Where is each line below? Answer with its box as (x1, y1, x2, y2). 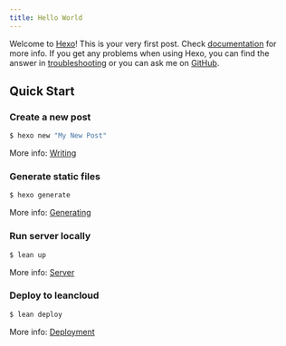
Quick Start (9, 83, 75, 100)
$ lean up (9, 250, 47, 259)
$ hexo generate (9, 191, 71, 200)
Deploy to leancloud (9, 289, 100, 302)
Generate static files (9, 170, 101, 183)
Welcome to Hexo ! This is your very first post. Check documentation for (9, 38, 277, 49)
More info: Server (9, 266, 75, 277)
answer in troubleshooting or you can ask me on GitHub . (9, 57, 220, 68)
